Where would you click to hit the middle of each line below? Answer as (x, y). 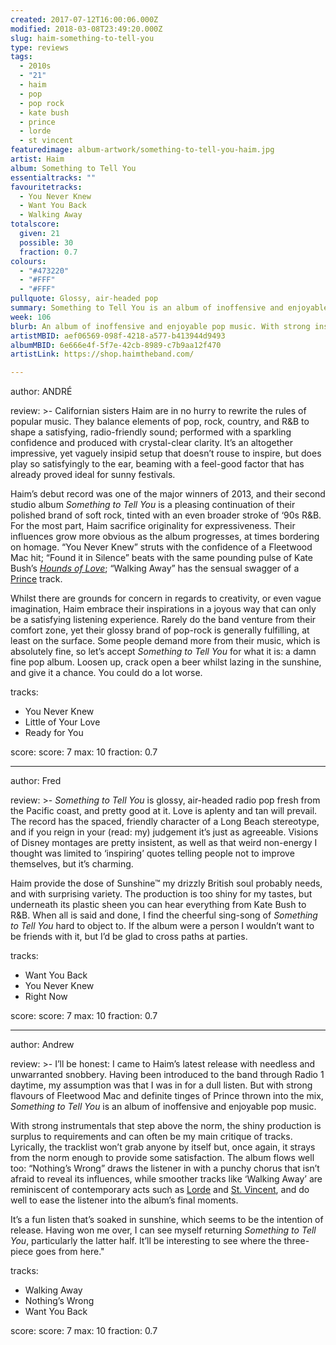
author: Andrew (42, 1045)
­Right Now (46, 997)
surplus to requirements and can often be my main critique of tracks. (151, 1137)
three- (296, 1241)
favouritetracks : (46, 187)
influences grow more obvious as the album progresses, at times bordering (165, 537)
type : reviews (40, 47)
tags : (21, 57)
